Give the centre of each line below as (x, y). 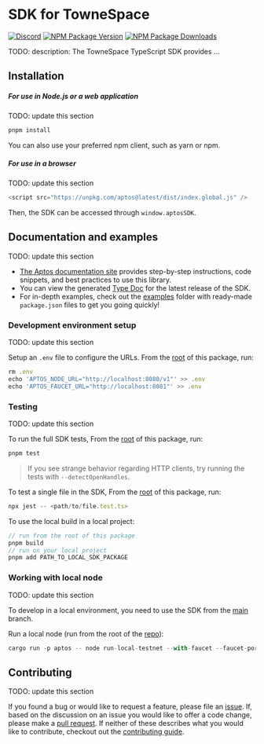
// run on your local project (58, 550)
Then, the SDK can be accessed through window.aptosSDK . (102, 213)
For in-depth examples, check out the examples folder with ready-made (136, 296)
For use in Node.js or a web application (73, 96)
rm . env (21, 372)
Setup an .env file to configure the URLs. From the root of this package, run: (131, 357)
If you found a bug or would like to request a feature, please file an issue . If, (130, 707)
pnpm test (24, 453)
